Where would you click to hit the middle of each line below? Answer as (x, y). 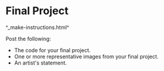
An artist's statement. (40, 63)
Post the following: (28, 38)
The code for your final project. (52, 50)
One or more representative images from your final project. (86, 56)
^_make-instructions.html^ (37, 27)
